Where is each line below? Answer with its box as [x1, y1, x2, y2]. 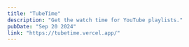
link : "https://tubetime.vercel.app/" [7, 29, 120, 37]
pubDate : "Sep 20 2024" [7, 23, 77, 30]
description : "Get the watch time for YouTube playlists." [7, 17, 183, 23]
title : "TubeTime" [7, 10, 61, 17]
